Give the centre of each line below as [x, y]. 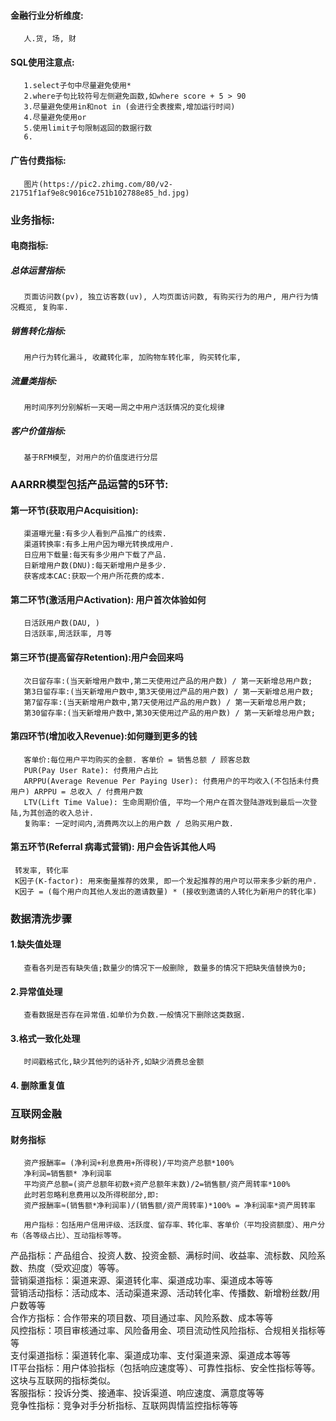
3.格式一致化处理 [45, 1038]
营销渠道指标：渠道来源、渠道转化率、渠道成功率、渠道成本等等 [141, 1281]
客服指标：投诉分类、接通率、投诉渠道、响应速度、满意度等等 [137, 1393]
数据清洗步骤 [41, 918]
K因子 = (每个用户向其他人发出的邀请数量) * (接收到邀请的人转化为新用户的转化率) [166, 891]
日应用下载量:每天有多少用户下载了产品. [95, 555]
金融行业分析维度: [47, 15]
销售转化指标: [38, 331]
